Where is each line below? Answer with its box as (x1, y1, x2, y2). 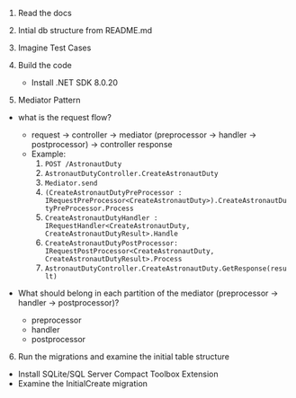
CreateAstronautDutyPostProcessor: (44, 239, 178, 248)
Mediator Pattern (17, 94, 81, 105)
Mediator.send (44, 179, 98, 188)
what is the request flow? (17, 112, 112, 122)
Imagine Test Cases (17, 42, 92, 53)
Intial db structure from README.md (17, 25, 153, 35)
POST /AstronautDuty (44, 160, 122, 169)
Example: (31, 148, 66, 159)
